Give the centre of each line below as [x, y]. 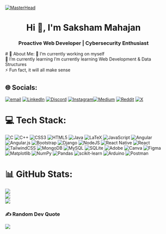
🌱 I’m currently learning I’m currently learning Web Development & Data [78, 59]
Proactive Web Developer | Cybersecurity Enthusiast [83, 43]
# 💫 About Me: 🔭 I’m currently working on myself [55, 54]
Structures [16, 64]
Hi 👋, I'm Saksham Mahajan [83, 28]
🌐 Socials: [21, 88]
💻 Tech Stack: [36, 120]
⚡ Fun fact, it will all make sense [38, 70]
